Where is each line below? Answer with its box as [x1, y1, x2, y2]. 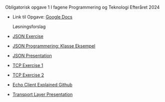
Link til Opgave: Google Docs [12, 14, 72, 19]
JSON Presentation [12, 52, 52, 58]
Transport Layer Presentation [12, 91, 73, 97]
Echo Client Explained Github [12, 82, 72, 87]
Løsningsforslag [12, 23, 46, 29]
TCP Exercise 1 [12, 62, 43, 68]
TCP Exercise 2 [12, 72, 44, 78]
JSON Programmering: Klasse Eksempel [12, 43, 95, 49]
